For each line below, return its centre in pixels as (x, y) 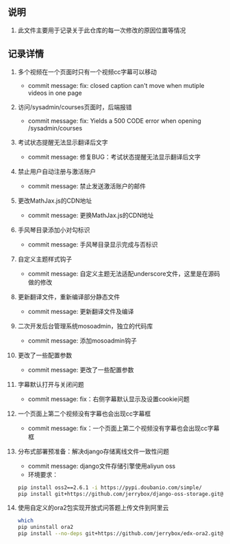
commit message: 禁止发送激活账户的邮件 (87, 186)
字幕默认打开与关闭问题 (51, 384)
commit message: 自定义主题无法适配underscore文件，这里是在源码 (124, 273)
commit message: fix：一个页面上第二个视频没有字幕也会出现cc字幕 (124, 428)
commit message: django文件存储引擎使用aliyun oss (102, 466)
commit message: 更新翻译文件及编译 (81, 311)
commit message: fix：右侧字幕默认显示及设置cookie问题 (109, 399)
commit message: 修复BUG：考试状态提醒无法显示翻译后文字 (114, 157)
